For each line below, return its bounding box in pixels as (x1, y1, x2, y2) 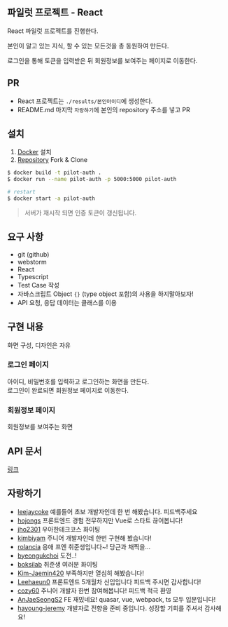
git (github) (17, 250, 50, 258)
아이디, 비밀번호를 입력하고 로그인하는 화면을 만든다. (7, 377, 149, 386)
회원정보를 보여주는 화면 (7, 423, 73, 431)
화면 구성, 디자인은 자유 (7, 341, 71, 349)
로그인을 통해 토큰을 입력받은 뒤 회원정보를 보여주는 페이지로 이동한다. (7, 56, 198, 65)
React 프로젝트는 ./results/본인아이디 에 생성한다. (17, 97, 153, 105)
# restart (7, 189, 36, 196)
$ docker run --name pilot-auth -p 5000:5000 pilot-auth (7, 176, 177, 183)
